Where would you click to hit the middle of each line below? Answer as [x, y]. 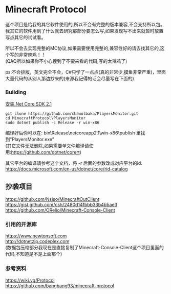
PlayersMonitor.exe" [33, 140]
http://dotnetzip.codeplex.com [37, 241]
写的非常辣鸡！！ [28, 55]
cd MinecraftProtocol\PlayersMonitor [46, 118]
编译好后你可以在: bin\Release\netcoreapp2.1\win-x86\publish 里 [73, 133]
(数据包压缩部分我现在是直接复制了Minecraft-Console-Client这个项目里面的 [84, 248]
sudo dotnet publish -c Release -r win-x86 [52, 123]
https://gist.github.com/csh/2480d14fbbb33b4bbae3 [61, 205]
